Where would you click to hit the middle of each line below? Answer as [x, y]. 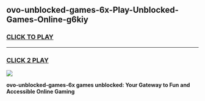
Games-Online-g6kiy [47, 20]
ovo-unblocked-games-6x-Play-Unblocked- [92, 10]
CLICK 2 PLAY [27, 60]
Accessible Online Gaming [41, 91]
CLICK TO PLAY [30, 37]
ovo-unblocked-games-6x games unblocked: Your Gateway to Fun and [98, 84]
